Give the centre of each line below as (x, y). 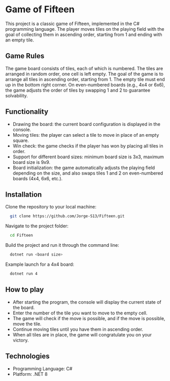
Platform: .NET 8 (30, 374)
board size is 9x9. (31, 162)
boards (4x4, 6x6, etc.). (38, 178)
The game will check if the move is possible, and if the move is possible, (89, 318)
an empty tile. (20, 40)
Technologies (28, 356)
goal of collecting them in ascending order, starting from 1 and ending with (84, 34)
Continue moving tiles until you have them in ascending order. (78, 329)
